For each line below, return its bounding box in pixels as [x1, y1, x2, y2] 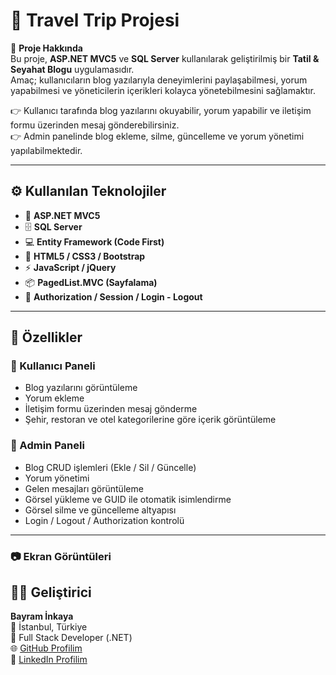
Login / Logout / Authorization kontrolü [24, 514, 185, 526]
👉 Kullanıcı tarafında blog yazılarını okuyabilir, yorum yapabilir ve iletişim [10, 104, 312, 116]
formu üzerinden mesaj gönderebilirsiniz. [10, 119, 180, 131]
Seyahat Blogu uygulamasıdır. [10, 63, 135, 75]
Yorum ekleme [24, 392, 85, 404]
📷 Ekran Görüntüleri [10, 549, 112, 563]
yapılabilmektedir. [10, 144, 83, 156]
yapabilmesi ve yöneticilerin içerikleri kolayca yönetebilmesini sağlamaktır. [10, 84, 316, 96]
